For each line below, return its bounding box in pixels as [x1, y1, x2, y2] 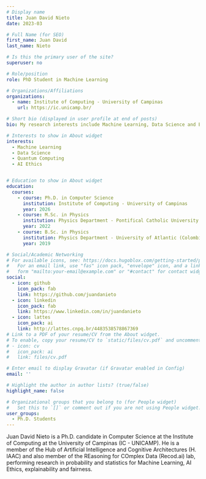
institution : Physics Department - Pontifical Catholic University [22, 217, 199, 224]
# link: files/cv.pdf [6, 354, 67, 360]
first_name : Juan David [6, 37, 67, 44]
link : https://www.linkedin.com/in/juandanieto [17, 308, 141, 315]
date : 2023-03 [6, 20, 43, 26]
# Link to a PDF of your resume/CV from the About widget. [6, 331, 161, 338]
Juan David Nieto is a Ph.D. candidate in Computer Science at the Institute [6, 433, 194, 440]
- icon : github [12, 280, 51, 286]
